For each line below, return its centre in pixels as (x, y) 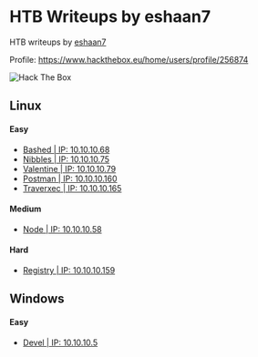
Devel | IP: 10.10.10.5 (60, 342)
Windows (37, 299)
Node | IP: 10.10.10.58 (62, 229)
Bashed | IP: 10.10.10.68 (66, 149)
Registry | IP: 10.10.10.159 (69, 270)
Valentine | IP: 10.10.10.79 (69, 168)
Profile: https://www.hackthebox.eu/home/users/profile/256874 (129, 59)
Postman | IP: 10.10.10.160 (70, 178)
